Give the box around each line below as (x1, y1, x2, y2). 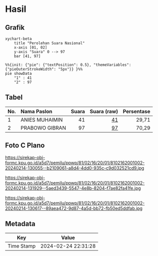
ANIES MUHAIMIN (20, 116, 63, 123)
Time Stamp (7, 243, 36, 250)
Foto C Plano (5, 141, 45, 150)
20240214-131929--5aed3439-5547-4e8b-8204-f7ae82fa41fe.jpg (5, 185, 141, 191)
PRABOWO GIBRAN (20, 124, 66, 131)
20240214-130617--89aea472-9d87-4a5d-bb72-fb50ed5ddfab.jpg (5, 205, 143, 211)
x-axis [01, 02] (14, 45, 48, 50)
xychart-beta (5, 36, 32, 41)
